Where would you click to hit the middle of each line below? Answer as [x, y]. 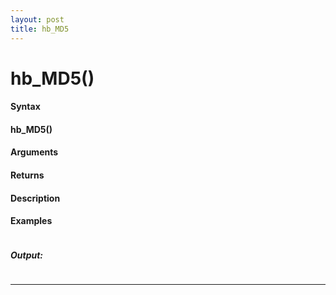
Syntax [25, 107]
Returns [27, 175]
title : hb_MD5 [40, 29]
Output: [27, 255]
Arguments [34, 152]
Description [35, 198]
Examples [31, 221]
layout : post [37, 19]
